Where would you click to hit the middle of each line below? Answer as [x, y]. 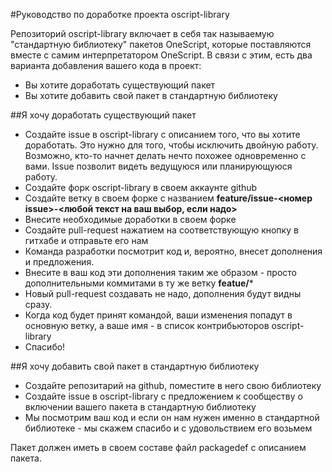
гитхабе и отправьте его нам [86, 240]
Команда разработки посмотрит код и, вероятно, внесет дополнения [173, 251]
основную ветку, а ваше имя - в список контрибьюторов [147, 325]
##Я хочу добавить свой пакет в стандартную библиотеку [135, 366]
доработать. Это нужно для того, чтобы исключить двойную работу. [171, 145]
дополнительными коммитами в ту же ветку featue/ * [139, 283]
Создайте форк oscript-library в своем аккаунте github [141, 187]
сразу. [38, 304]
